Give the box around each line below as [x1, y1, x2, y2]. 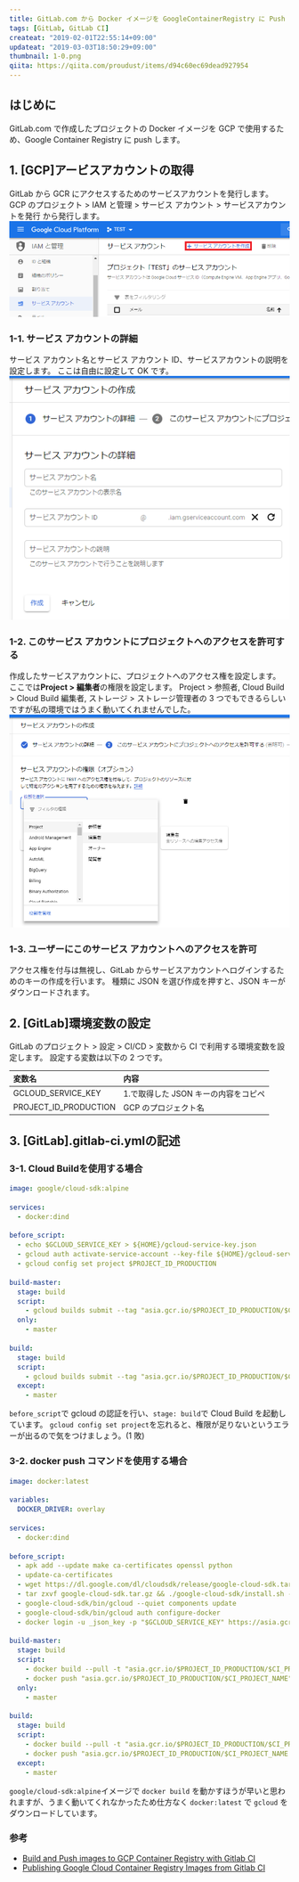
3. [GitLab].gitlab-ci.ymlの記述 [9, 1133, 181, 1149]
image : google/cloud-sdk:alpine [9, 1184, 129, 1193]
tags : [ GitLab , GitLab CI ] [9, 23, 109, 33]
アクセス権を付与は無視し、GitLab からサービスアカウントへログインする [9, 965, 278, 976]
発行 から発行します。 [24, 210, 105, 221]
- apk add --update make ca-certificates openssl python [17, 1561, 233, 1570]
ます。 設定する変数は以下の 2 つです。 [24, 1051, 167, 1062]
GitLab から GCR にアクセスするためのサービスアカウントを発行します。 [9, 188, 274, 199]
